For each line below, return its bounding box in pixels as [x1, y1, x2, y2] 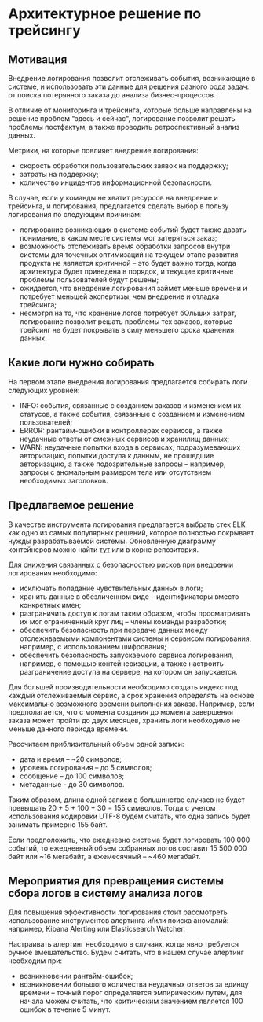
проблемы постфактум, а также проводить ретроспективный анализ [8, 123, 240, 131]
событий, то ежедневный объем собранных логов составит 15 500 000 [8, 843, 247, 853]
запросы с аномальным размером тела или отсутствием [19, 467, 212, 476]
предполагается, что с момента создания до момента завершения [8, 707, 234, 716]
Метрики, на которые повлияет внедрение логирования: [8, 146, 199, 155]
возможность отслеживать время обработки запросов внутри [19, 241, 231, 251]
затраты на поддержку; [19, 170, 99, 178]
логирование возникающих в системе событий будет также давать [19, 225, 247, 234]
